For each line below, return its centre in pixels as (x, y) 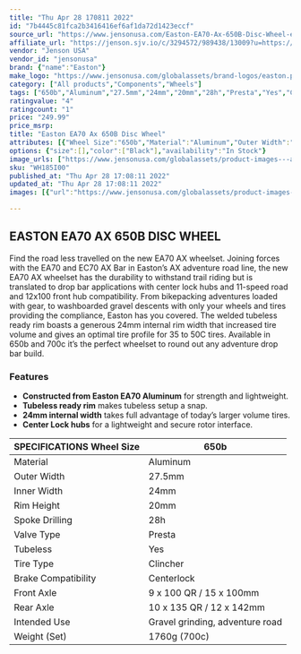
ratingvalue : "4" (42, 101)
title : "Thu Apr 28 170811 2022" (72, 17)
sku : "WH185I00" (39, 168)
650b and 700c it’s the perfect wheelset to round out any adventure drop (144, 344)
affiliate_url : (38, 43)
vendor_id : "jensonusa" (54, 59)
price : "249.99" (39, 117)
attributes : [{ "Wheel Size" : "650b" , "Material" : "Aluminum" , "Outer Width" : (150, 142)
